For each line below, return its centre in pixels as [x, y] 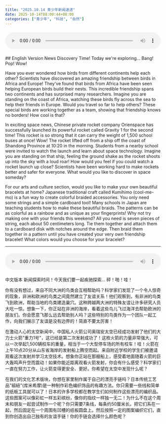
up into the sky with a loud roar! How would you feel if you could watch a [79, 162]
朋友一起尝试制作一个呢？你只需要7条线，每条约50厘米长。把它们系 [83, 404]
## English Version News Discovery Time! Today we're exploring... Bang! [79, 58]
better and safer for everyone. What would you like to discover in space [78, 172]
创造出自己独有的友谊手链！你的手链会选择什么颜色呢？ [70, 417]
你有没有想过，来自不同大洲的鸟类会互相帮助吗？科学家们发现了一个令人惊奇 [83, 290]
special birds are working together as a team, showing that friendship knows [83, 110]
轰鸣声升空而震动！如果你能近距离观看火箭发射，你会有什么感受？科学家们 [85, 363]
